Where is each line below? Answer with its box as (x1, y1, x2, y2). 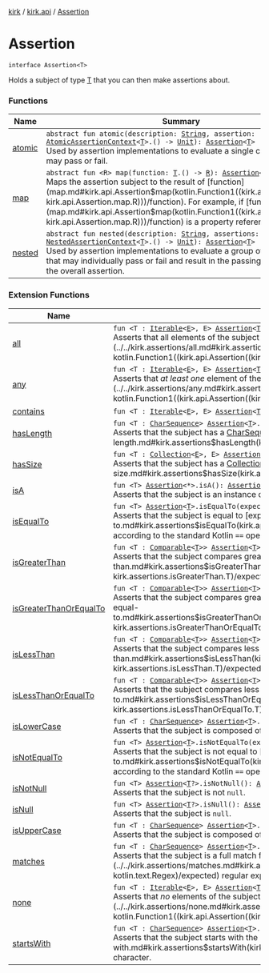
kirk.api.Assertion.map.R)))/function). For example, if (46, 196, 244, 207)
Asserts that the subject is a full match (113, 850, 257, 861)
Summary (162, 116, 200, 127)
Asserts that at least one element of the (113, 372, 262, 383)
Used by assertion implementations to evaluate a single (46, 146, 254, 157)
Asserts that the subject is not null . (113, 787, 246, 798)
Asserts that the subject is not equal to (113, 746, 258, 757)
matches (12, 855, 46, 867)
